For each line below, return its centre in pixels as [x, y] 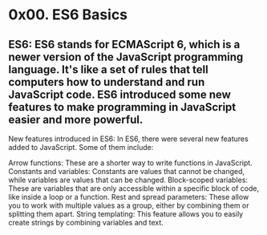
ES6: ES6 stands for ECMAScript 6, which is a [124, 45]
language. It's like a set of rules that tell [108, 69]
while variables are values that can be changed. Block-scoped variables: [128, 180]
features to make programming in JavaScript [122, 107]
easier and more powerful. [76, 119]
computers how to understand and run [107, 82]
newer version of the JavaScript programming [126, 57]
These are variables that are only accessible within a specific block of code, [133, 188]
